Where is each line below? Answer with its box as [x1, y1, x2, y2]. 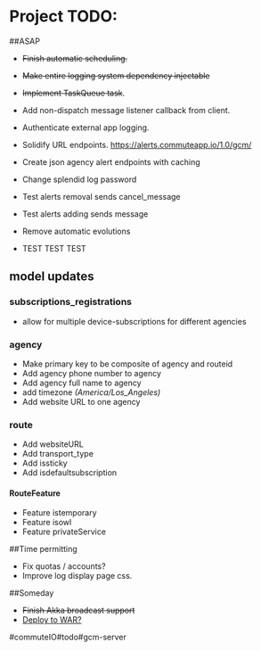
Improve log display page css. [21, 571, 133, 581]
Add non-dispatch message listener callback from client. [21, 104, 231, 115]
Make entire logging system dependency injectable [21, 70, 211, 81]
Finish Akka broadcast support [21, 605, 135, 616]
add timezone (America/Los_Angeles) [21, 386, 161, 398]
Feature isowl [21, 517, 72, 528]
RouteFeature [9, 488, 61, 499]
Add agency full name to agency [21, 377, 142, 388]
